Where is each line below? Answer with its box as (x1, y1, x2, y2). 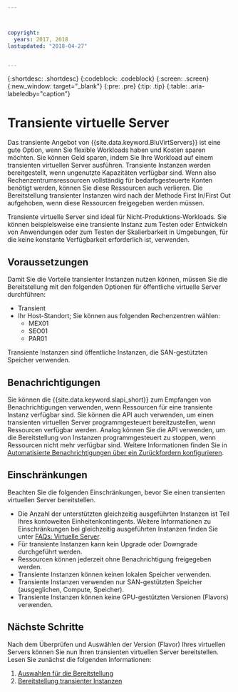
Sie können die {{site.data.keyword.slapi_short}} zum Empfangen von (7, 395, 212, 404)
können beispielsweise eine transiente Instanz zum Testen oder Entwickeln (7, 220, 228, 229)
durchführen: (7, 290, 46, 299)
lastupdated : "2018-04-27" (7, 42, 88, 50)
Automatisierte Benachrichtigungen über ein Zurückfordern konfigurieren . (7, 448, 224, 457)
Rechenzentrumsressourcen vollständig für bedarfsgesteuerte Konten (7, 176, 213, 185)
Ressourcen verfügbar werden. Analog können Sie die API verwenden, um (7, 425, 226, 434)
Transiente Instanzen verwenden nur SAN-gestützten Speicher (17, 577, 203, 586)
